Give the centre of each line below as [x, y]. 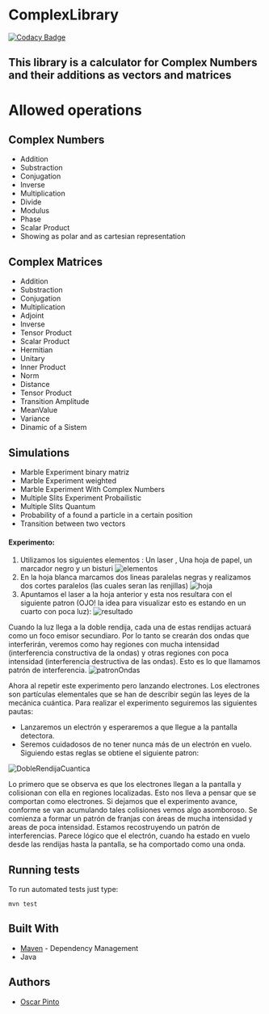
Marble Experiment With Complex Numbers [92, 489]
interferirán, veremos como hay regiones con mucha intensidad [114, 645]
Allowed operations [76, 110]
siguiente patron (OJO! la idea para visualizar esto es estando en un [133, 603]
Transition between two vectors [73, 524]
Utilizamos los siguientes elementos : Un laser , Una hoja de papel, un [136, 560]
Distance [35, 385]
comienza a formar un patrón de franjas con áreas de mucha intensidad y [130, 818]
